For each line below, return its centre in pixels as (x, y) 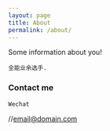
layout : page (29, 15)
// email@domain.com (43, 118)
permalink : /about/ (40, 30)
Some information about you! (55, 53)
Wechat (19, 104)
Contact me (31, 88)
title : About (29, 23)
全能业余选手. (27, 68)
